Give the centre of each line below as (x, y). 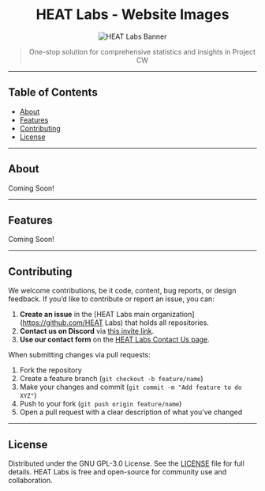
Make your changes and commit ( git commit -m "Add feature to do (131, 387)
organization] (173, 315)
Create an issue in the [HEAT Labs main (84, 315)
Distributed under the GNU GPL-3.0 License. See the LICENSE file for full (126, 463)
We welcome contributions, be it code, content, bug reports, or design (122, 291)
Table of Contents (53, 93)
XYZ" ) (28, 395)
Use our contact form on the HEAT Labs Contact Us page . (115, 340)
